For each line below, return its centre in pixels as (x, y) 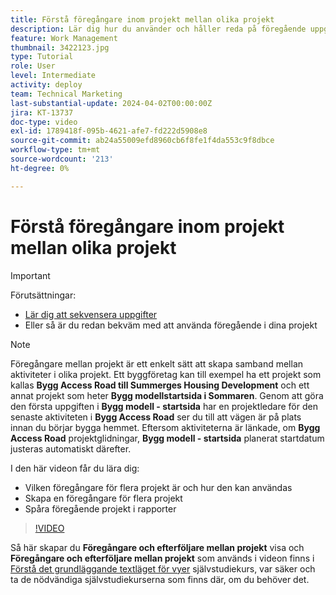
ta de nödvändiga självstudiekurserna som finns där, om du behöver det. (160, 579)
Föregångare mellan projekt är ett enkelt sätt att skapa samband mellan (157, 363)
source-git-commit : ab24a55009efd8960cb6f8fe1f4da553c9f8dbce (142, 141)
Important (30, 275)
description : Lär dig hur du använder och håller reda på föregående (158, 29)
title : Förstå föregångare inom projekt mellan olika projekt (142, 19)
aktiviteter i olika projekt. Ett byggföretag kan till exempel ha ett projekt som (166, 374)
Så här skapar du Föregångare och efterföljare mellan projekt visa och (157, 547)
